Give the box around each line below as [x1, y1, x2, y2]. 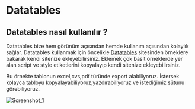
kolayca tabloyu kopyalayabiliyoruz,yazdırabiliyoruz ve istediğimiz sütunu [6, 79, 185, 86]
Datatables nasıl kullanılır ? [6, 27, 108, 37]
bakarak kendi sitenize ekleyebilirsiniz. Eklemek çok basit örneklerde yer [6, 55, 183, 62]
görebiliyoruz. [6, 85, 40, 92]
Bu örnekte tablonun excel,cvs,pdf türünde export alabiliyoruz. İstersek [6, 73, 180, 80]
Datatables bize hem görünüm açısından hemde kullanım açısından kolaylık [6, 42, 189, 49]
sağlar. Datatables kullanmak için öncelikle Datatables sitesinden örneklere [6, 49, 188, 56]
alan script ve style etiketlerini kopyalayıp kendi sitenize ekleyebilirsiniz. [6, 61, 181, 68]
